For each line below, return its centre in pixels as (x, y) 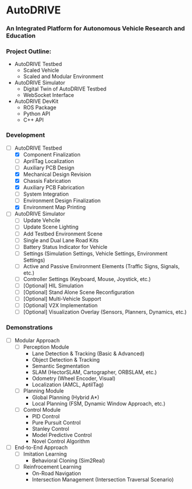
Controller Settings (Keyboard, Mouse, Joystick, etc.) (87, 279)
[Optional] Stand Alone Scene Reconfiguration (79, 292)
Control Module (42, 410)
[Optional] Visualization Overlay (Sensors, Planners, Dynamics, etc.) (105, 312)
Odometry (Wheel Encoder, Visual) (74, 378)
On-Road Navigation (57, 473)
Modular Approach (37, 340)
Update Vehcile (41, 220)
